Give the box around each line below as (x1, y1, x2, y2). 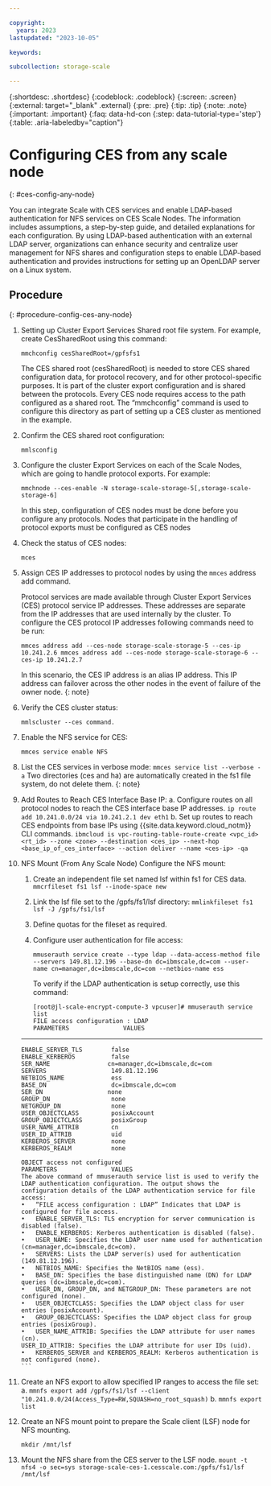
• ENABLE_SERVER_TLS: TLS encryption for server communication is (20, 1215, 256, 1223)
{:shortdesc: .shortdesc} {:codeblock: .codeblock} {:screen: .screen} (9, 92, 237, 101)
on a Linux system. (9, 265, 72, 274)
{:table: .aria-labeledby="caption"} (9, 118, 124, 127)
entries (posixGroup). (20, 1320, 97, 1328)
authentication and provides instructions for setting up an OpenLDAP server (9, 257, 261, 266)
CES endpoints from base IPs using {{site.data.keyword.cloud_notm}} (20, 820, 252, 830)
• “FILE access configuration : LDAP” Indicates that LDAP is (20, 1200, 241, 1208)
